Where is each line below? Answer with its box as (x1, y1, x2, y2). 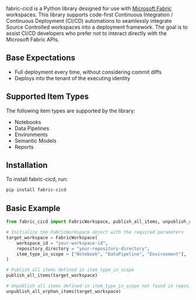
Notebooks (14, 118, 41, 125)
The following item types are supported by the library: (6, 107, 135, 114)
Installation (6, 160, 48, 170)
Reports (14, 143, 34, 150)
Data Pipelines (14, 125, 50, 132)
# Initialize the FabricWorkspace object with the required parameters (6, 229, 184, 235)
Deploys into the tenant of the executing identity (14, 74, 131, 81)
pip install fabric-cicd (6, 187, 66, 193)
